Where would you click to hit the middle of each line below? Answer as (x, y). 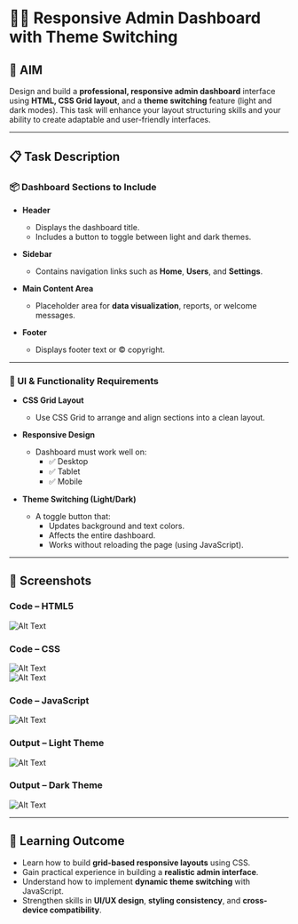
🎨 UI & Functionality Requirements (84, 381)
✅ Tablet (64, 471)
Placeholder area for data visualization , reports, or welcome (146, 305)
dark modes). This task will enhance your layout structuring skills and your (145, 110)
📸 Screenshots (51, 581)
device (35, 910)
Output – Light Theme (57, 743)
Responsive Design (59, 434)
